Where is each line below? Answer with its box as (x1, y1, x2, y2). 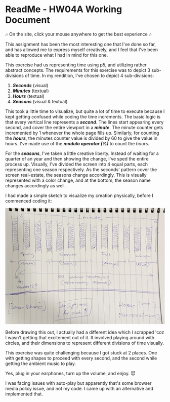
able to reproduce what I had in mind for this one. (5, 52, 108, 58)
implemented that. (5, 391, 43, 397)
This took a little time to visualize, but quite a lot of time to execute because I (5, 108, 165, 114)
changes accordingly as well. (5, 182, 66, 188)
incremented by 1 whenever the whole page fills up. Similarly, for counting (5, 130, 159, 136)
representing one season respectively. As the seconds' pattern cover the (5, 166, 157, 173)
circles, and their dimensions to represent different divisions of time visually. (5, 340, 164, 346)
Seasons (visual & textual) (12, 98, 68, 104)
